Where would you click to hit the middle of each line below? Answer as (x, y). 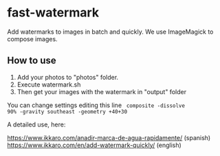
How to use (32, 61)
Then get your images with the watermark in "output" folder (102, 91)
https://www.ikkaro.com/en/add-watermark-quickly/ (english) (95, 145)
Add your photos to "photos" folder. (68, 77)
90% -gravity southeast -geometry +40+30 (67, 111)
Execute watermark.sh (49, 85)
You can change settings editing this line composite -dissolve (96, 105)
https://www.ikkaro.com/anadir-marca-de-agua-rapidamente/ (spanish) (109, 137)
